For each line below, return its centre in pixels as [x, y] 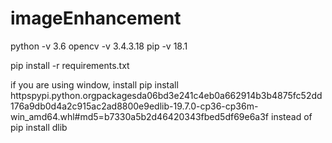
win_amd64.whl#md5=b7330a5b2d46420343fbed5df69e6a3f [140, 116]
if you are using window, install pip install [94, 84]
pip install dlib [39, 127]
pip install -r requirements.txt [70, 65]
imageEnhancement [96, 18]
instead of [291, 116]
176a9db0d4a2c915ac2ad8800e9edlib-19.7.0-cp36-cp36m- [134, 106]
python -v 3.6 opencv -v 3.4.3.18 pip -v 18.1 [99, 46]
